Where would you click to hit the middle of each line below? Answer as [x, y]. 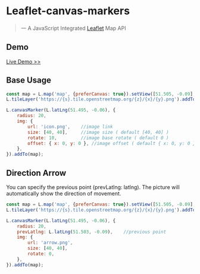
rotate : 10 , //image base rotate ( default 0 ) [98, 138]
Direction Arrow [36, 173]
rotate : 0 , [41, 254]
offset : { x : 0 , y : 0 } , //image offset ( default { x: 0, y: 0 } [112, 143]
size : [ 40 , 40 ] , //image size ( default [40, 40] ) [98, 132]
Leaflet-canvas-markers [68, 11]
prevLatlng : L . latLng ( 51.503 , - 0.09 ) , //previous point [92, 232]
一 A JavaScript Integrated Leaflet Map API [73, 28]
